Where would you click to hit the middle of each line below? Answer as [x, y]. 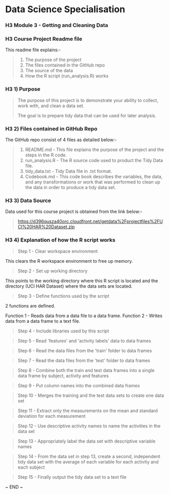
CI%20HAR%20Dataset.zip [46, 227]
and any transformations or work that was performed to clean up [93, 182]
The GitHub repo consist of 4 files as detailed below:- [61, 140]
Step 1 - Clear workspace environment [58, 251]
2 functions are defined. [30, 305]
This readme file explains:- [33, 50]
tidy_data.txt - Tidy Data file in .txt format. [69, 171]
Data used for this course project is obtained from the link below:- [74, 211]
